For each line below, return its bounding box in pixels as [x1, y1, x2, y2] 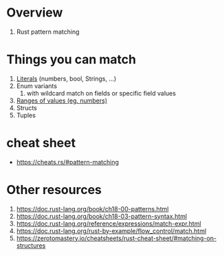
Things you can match [6, 52, 137, 67]
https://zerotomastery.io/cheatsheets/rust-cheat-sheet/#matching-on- [16, 234, 217, 242]
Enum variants [16, 81, 58, 90]
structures [16, 241, 46, 249]
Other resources [6, 182, 102, 198]
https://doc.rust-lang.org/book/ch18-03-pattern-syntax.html [16, 212, 187, 220]
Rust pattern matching [16, 28, 80, 36]
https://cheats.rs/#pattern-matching [16, 158, 120, 166]
